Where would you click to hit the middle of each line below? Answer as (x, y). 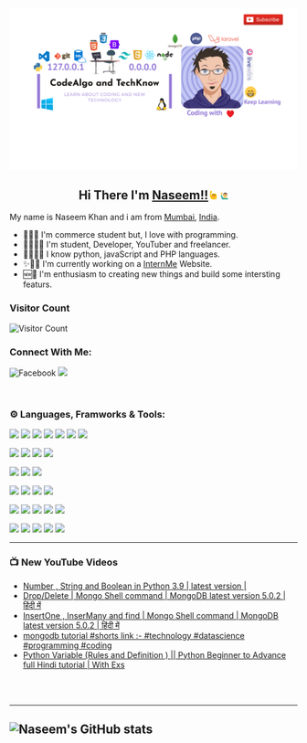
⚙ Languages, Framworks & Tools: (88, 414)
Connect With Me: (51, 352)
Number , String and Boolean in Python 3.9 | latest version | (134, 586)
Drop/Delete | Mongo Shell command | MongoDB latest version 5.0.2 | (154, 595)
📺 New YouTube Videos (64, 562)
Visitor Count (40, 308)
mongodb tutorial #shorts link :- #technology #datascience (133, 635)
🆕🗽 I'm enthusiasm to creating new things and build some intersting (151, 274)
